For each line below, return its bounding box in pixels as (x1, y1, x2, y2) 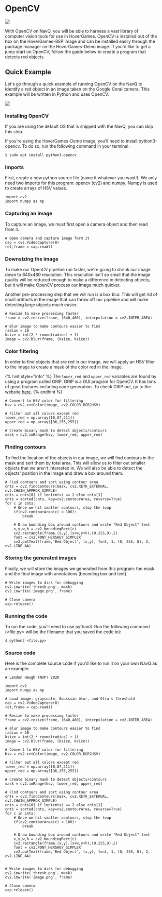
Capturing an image (5, 210, 53, 217)
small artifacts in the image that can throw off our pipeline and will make (5, 296, 148, 302)
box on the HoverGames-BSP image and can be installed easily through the (5, 38, 156, 44)
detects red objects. (5, 54, 45, 60)
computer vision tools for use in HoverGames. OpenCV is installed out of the (5, 33, 157, 39)
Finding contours (5, 444, 46, 450)
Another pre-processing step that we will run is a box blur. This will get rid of (5, 291, 158, 297)
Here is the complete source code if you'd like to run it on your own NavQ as (5, 660, 157, 666)
